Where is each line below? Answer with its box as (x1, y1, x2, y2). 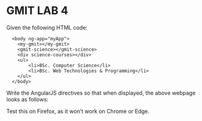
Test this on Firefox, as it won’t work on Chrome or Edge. (6, 108, 150, 115)
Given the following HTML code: (6, 24, 88, 31)
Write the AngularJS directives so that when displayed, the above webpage (6, 89, 196, 97)
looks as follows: (6, 95, 49, 103)
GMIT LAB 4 (6, 4, 69, 18)
